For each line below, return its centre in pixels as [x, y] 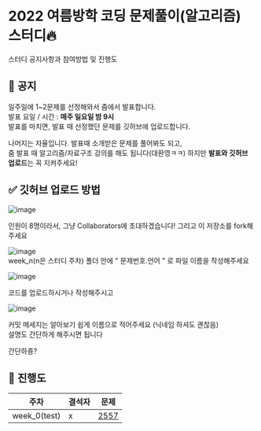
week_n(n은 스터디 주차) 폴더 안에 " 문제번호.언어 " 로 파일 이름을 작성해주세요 [129, 260]
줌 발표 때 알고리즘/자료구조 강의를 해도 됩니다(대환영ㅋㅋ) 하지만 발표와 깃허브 [129, 153]
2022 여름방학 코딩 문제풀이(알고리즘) [125, 16]
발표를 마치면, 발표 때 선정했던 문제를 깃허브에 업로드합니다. [99, 126]
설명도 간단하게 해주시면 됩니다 [56, 334]
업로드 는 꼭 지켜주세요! [43, 163]
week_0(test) [37, 416]
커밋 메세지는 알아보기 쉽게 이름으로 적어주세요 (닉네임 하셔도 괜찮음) [114, 324]
